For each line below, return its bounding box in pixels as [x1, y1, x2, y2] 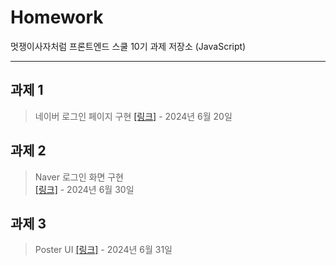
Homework [10, 6, 104, 29]
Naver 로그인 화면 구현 [34, 171, 125, 183]
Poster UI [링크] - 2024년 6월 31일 [34, 244, 173, 256]
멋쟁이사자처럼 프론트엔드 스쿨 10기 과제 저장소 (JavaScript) [10, 40, 247, 52]
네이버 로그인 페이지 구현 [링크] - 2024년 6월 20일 [34, 110, 233, 122]
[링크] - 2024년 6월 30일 [34, 183, 135, 195]
